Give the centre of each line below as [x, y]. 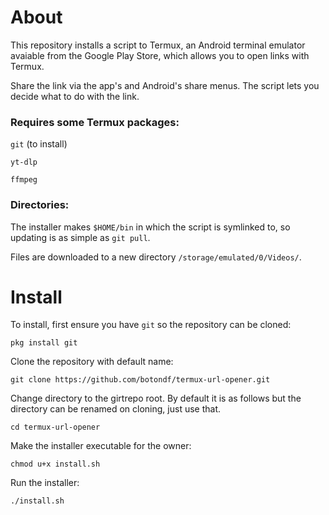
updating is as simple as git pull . [80, 237]
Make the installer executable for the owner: [101, 446]
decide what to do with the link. [75, 96]
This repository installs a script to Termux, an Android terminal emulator [158, 45]
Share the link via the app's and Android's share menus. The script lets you [165, 85]
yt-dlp [24, 162]
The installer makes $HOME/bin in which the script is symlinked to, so [150, 227]
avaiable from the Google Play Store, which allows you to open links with [160, 55]
